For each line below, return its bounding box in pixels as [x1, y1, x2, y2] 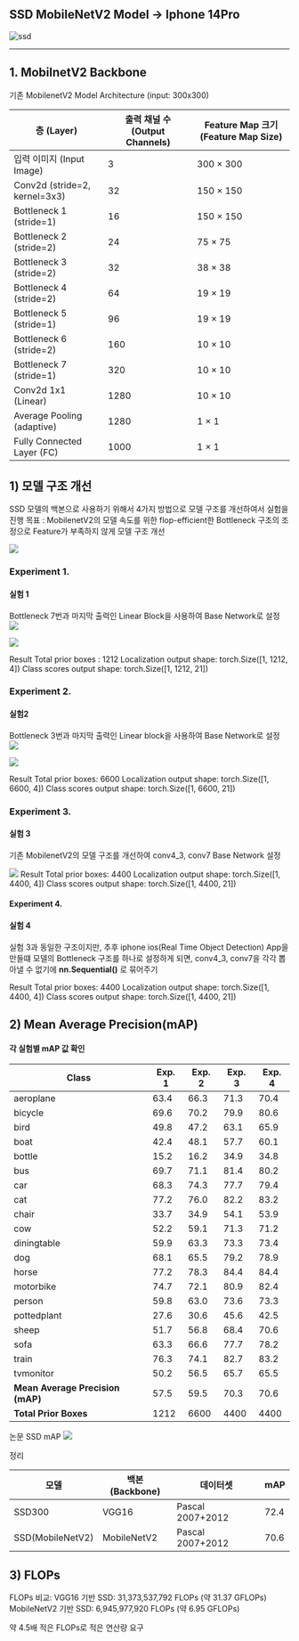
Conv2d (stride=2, [13, 178, 92, 191]
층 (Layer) [35, 124, 78, 136]
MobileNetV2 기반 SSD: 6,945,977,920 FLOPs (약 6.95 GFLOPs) [9, 1604, 240, 1614]
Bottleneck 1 [13, 204, 68, 216]
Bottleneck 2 [13, 230, 68, 242]
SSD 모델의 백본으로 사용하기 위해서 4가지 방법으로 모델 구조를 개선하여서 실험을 [9, 503, 289, 515]
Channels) [125, 135, 171, 148]
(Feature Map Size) [199, 130, 283, 143]
